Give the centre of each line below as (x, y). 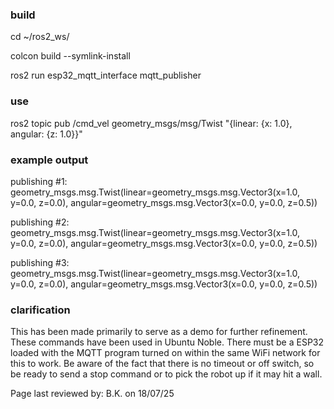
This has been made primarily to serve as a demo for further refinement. (159, 332)
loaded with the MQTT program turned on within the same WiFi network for (165, 353)
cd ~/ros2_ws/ (40, 37)
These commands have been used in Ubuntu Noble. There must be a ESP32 (167, 342)
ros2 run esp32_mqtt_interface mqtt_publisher (106, 75)
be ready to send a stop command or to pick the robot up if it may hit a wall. (166, 374)
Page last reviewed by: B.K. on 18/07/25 (92, 394)
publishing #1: (39, 181)
